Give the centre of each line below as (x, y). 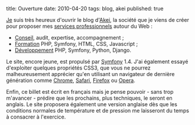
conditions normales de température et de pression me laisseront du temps (97, 111)
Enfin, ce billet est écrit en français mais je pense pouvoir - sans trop (90, 92)
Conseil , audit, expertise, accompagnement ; (69, 37)
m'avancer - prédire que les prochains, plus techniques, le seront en (89, 98)
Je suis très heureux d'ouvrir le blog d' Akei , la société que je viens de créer (97, 20)
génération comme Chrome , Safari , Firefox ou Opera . (71, 80)
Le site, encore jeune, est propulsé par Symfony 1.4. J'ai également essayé (97, 62)
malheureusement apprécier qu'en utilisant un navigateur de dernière (90, 74)
